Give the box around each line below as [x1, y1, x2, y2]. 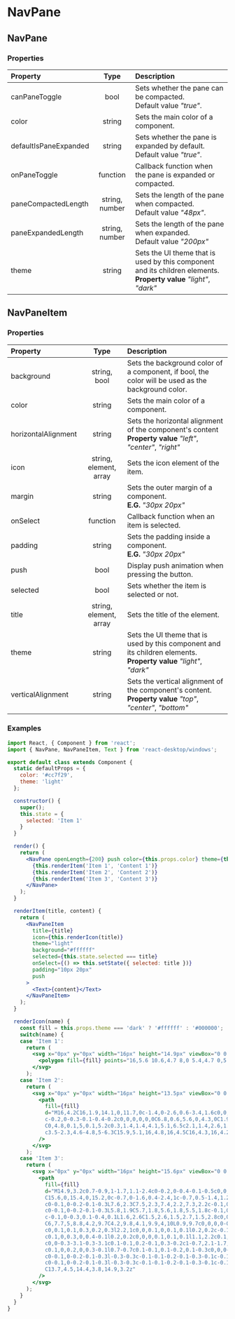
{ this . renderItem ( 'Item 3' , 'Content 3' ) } [32, 875, 158, 883]
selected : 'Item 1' [25, 817, 83, 824]
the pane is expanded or [135, 170, 215, 180]
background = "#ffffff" [32, 946, 96, 954]
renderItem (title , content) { [13, 908, 101, 915]
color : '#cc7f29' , [20, 772, 73, 779]
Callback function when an [127, 511, 215, 521]
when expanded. [135, 227, 190, 237]
